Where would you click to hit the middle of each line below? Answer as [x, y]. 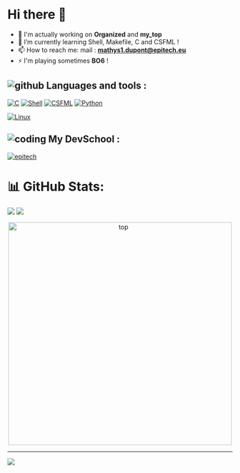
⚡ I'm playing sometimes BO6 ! [63, 61]
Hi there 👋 [37, 15]
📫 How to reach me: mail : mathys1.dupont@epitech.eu [102, 50]
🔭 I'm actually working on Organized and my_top [90, 34]
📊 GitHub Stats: [56, 187]
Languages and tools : [96, 86]
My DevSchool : [84, 139]
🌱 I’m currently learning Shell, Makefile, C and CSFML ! [98, 41]
